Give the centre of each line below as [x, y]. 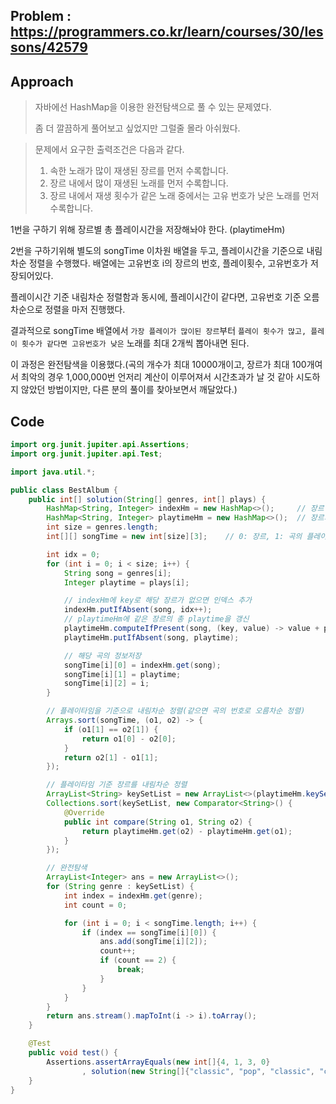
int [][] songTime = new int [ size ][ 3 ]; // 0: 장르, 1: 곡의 [174, 537]
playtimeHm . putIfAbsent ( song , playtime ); [151, 637]
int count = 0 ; [95, 905]
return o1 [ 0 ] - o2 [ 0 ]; [129, 739]
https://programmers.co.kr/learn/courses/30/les [167, 32]
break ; [131, 970]
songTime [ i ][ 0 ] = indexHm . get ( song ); [142, 665]
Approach [42, 81]
